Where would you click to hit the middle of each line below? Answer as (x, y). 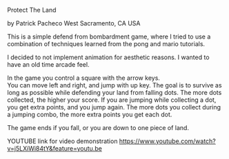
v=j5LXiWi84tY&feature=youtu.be (54, 148)
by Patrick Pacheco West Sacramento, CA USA (74, 23)
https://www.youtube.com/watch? (167, 141)
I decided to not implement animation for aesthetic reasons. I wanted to (108, 57)
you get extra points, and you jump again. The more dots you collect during (114, 107)
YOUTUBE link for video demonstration (62, 141)
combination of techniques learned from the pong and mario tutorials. (106, 44)
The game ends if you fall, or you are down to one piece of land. (98, 128)
